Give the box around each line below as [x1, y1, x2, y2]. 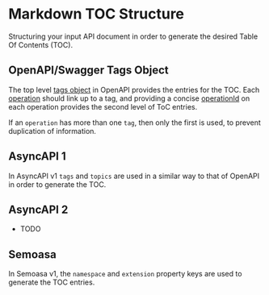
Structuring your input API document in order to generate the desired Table [8, 31, 258, 41]
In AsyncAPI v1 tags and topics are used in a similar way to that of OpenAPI [8, 171, 260, 181]
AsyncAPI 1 [8, 150, 66, 164]
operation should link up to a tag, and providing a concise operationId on [8, 93, 250, 103]
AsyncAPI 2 [8, 202, 69, 216]
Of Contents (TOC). [8, 39, 74, 49]
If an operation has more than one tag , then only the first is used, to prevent [8, 118, 261, 127]
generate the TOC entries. [8, 277, 95, 287]
